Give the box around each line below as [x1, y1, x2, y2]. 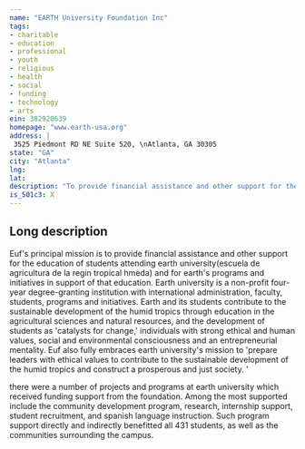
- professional [9, 47, 67, 56]
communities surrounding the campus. [9, 429, 154, 440]
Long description [9, 224, 108, 239]
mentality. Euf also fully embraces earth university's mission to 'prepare [9, 344, 278, 355]
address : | [9, 132, 51, 141]
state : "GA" [9, 148, 54, 157]
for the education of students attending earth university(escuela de [9, 258, 261, 268]
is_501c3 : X [9, 190, 54, 200]
